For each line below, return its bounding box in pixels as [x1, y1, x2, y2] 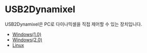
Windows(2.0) [12, 37, 43, 43]
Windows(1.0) [12, 31, 42, 37]
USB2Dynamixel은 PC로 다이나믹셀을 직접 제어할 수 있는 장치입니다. [5, 21, 142, 27]
